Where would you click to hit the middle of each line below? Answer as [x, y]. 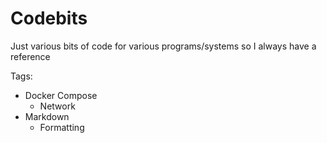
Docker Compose [61, 95]
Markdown [47, 116]
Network [57, 106]
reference [30, 56]
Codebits [49, 18]
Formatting [62, 127]
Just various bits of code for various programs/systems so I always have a [163, 46]
